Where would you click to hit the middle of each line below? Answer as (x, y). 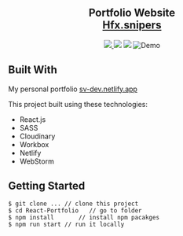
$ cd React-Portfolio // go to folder (75, 211)
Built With (33, 70)
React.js (33, 119)
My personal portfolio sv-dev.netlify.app (73, 89)
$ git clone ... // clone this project (73, 204)
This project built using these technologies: (78, 104)
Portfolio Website (132, 13)
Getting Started (47, 186)
